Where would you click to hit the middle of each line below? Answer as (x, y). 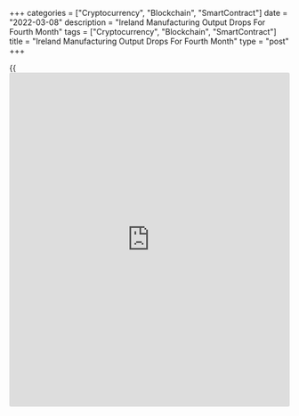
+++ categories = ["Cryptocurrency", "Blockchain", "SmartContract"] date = (149, 13)
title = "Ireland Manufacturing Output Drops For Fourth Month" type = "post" (149, 41)
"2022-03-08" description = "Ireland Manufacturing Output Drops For (137, 22)
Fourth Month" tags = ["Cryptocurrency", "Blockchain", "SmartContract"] (143, 32)
